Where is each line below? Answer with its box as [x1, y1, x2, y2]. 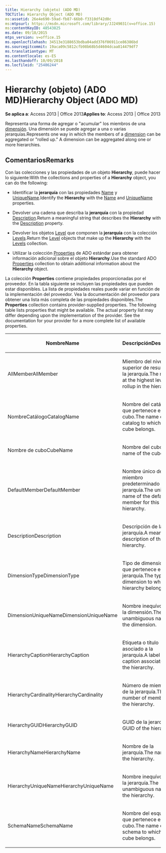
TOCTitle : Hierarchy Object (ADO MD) [5, 12, 83, 17]
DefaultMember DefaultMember [7, 486, 81, 493]
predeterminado [122, 480, 160, 487]
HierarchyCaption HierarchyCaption [7, 651, 89, 658]
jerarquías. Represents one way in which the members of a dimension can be [5, 131, 161, 137]
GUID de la [122, 718, 147, 725]
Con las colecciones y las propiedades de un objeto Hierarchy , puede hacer [5, 169, 161, 175]
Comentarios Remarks [5, 156, 74, 164]
